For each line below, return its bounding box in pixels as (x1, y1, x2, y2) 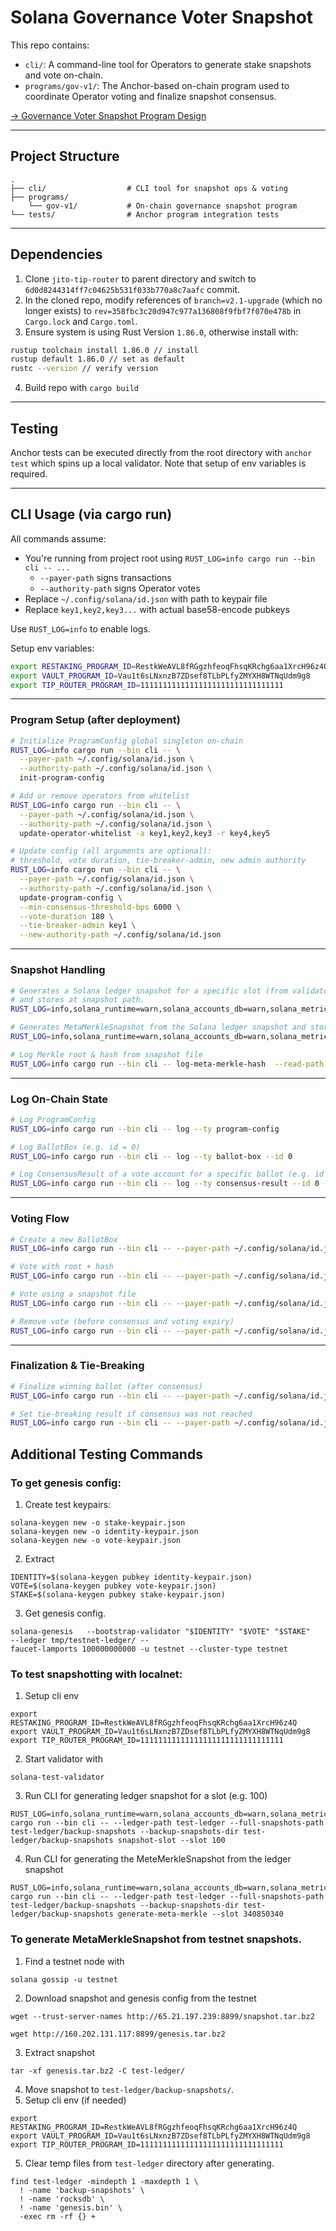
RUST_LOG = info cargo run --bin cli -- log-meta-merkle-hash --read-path (10, 1059, 325, 1069)
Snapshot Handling (10, 963, 106, 977)
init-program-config (19, 773, 105, 783)
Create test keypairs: (24, 1498, 112, 1510)
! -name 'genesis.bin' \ (19, 2202, 123, 2213)
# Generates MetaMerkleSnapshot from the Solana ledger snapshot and (10, 1022, 307, 1033)
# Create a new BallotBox (10, 1234, 118, 1245)
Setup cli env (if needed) (24, 2094, 127, 2106)
